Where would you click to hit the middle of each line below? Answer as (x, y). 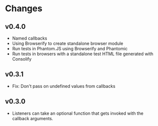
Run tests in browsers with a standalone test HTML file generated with (83, 54)
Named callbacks (30, 38)
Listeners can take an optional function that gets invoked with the (78, 113)
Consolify (22, 59)
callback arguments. (33, 118)
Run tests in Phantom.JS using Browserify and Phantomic (70, 49)
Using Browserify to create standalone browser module (68, 43)
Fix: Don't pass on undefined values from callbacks (64, 86)
